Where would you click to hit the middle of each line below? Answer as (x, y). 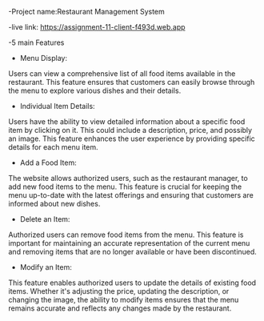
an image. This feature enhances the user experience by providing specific (132, 138)
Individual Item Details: (57, 106)
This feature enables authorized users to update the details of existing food (132, 283)
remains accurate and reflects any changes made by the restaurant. (120, 308)
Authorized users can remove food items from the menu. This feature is (126, 235)
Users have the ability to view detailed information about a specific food (127, 122)
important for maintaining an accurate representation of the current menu (129, 243)
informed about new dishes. (54, 204)
